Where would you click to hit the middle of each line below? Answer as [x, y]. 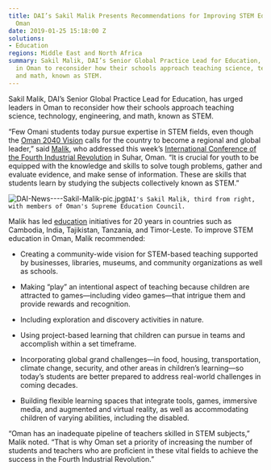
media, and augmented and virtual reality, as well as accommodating [134, 409]
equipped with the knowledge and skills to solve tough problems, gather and [135, 165]
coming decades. [49, 385]
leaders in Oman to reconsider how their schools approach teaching [121, 107]
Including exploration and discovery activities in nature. [112, 319]
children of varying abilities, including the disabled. [104, 418]
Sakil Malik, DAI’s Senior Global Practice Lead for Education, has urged [126, 98]
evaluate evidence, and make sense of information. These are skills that [127, 174]
